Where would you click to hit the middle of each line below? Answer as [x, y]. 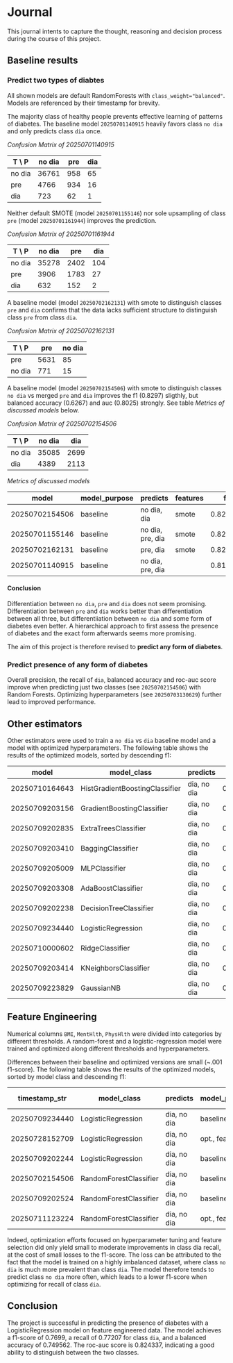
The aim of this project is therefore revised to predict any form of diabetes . [115, 646]
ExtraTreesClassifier [113, 828]
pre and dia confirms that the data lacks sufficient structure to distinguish [112, 310]
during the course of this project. [54, 38]
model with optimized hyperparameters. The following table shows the [108, 748]
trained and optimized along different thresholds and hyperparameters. [109, 1048]
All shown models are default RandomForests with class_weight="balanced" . [116, 95]
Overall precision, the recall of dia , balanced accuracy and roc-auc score [112, 680]
